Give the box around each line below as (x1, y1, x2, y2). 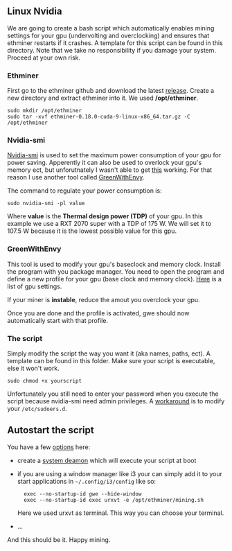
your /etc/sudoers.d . (7, 405, 67, 412)
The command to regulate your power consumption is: (7, 186, 162, 195)
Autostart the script (7, 424, 95, 436)
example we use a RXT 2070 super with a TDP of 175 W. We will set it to (7, 220, 212, 228)
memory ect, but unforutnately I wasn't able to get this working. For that (7, 166, 213, 174)
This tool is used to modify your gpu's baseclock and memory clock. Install (7, 260, 222, 268)
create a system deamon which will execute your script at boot (17, 456, 197, 464)
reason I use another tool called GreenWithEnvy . (7, 173, 145, 182)
